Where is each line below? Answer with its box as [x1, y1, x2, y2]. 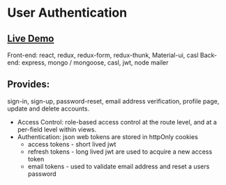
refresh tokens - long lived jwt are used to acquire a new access [27, 147, 213, 156]
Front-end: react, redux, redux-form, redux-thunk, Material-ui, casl [7, 51, 199, 59]
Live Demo [7, 33, 54, 45]
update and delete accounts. [7, 104, 89, 113]
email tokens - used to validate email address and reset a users [27, 162, 210, 170]
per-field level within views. [17, 125, 97, 134]
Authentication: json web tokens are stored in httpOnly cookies [17, 132, 199, 140]
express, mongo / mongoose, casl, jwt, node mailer [21, 58, 169, 67]
